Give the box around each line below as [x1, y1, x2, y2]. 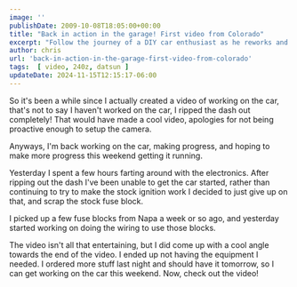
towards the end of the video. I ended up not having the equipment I [9, 249, 259, 259]
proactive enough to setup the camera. [9, 124, 152, 134]
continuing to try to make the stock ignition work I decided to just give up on [9, 186, 288, 196]
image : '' [9, 12, 46, 22]
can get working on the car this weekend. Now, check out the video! [9, 267, 260, 278]
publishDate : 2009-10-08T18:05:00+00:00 [9, 21, 162, 30]
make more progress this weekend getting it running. [9, 150, 203, 161]
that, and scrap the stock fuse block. [9, 195, 144, 206]
